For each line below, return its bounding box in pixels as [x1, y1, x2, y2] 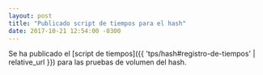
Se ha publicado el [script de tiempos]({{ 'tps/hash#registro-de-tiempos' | [8, 49, 256, 59]
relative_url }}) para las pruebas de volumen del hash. [8, 57, 187, 67]
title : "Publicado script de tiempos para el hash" [8, 19, 186, 27]
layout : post [8, 11, 53, 20]
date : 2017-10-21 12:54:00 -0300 [8, 27, 121, 35]
